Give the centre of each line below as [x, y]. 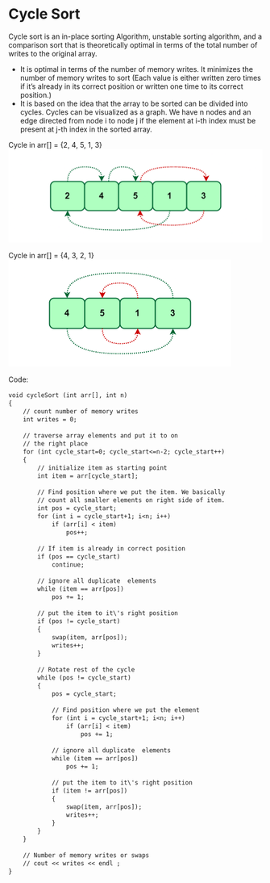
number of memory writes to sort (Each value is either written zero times [141, 77]
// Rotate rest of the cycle [86, 670]
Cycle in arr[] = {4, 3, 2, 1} [51, 256]
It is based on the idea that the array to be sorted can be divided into [134, 103]
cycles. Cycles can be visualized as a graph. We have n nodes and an [135, 112]
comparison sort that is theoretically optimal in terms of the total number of [133, 44]
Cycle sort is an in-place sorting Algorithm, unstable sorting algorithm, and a [135, 36]
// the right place [56, 444]
